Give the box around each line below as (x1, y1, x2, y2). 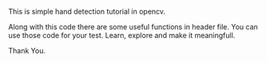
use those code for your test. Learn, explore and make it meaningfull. (8, 31, 236, 40)
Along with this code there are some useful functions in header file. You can (8, 22, 258, 31)
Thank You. (8, 46, 46, 55)
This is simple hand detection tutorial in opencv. (8, 7, 166, 16)
